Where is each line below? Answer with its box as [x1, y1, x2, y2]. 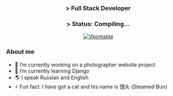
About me [6, 48, 35, 56]
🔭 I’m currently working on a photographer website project [14, 61, 156, 68]
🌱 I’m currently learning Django [14, 67, 89, 74]
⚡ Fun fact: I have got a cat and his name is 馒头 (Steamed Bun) [14, 83, 168, 90]
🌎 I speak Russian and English [14, 74, 89, 81]
